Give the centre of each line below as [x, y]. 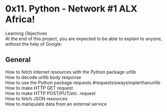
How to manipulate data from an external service [56, 104]
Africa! [20, 19]
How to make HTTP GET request [39, 88]
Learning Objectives [26, 33]
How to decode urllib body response [43, 77]
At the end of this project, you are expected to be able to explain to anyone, [84, 39]
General [18, 60]
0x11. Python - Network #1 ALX [71, 9]
